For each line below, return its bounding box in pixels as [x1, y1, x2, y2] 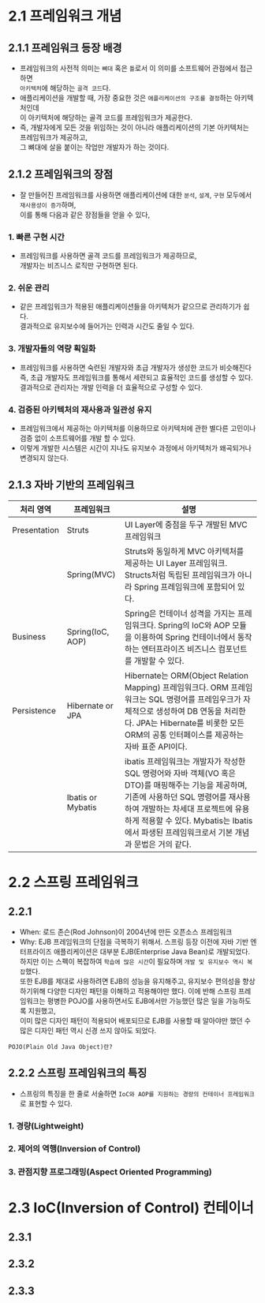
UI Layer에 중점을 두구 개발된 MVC [125, 519, 248, 530]
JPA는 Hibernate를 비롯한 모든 [136, 717, 244, 728]
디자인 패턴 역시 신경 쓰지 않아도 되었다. [34, 1025, 157, 1035]
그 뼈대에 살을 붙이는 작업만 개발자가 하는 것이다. [19, 143, 170, 152]
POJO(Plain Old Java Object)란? [8, 1043, 113, 1050]
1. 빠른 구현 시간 [8, 231, 65, 242]
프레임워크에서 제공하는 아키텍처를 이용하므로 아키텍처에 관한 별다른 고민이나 [19, 424, 256, 432]
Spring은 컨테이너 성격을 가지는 [125, 608, 236, 619]
